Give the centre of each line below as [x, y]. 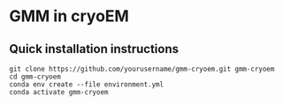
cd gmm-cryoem [35, 77]
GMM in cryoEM [69, 16]
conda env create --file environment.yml [87, 85]
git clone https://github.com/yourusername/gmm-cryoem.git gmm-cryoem [142, 69]
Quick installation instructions [94, 49]
